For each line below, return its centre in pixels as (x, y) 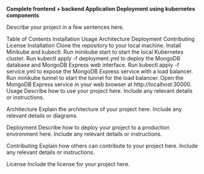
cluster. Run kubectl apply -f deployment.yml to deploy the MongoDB (93, 58)
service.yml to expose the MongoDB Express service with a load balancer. (100, 71)
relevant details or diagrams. (42, 116)
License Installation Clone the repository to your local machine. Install (94, 45)
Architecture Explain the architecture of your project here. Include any (94, 109)
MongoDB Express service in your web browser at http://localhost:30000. (99, 84)
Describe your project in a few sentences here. (65, 27)
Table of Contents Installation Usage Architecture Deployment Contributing (100, 39)
